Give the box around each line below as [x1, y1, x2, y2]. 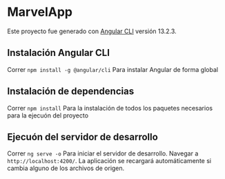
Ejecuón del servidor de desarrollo [7, 131, 159, 142]
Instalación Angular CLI [7, 47, 110, 59]
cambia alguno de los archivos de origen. [7, 164, 125, 173]
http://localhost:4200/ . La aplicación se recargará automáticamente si [7, 157, 212, 165]
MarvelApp [7, 4, 72, 20]
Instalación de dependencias [7, 86, 135, 97]
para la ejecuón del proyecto [7, 111, 88, 120]
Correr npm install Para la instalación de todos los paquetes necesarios [7, 104, 213, 112]
